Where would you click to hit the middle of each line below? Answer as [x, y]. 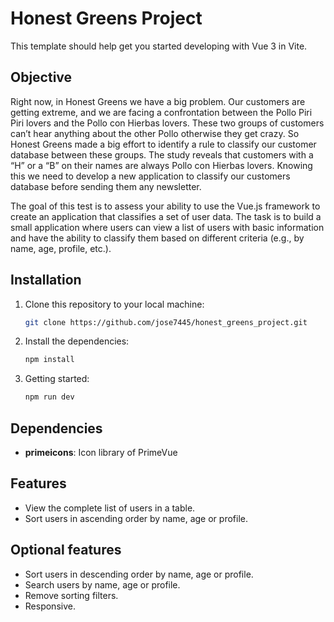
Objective [41, 77]
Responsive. [50, 606]
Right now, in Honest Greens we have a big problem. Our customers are [158, 101]
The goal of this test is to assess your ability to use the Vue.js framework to [165, 206]
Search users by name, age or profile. [102, 584]
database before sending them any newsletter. [106, 186]
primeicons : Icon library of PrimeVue [101, 452]
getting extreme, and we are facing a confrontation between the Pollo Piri [161, 112]
